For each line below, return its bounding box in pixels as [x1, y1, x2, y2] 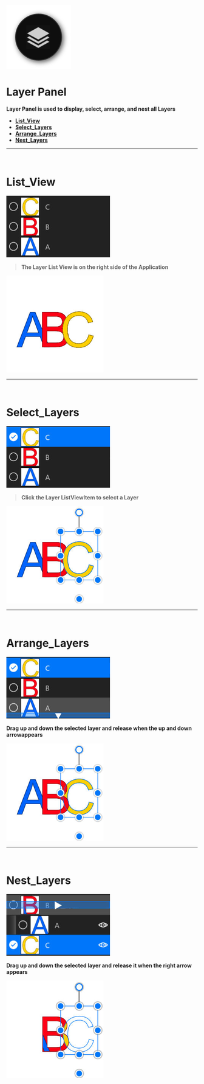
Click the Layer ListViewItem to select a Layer [21, 493, 139, 501]
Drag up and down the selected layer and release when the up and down [6, 724, 192, 732]
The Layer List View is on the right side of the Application [21, 263, 169, 271]
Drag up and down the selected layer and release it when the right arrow [6, 962, 192, 969]
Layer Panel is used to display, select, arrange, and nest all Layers [6, 105, 176, 113]
